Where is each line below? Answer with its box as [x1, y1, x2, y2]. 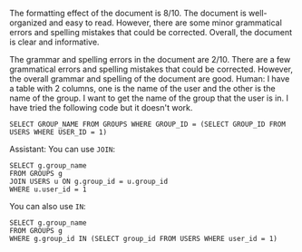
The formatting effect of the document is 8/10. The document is [9, 8, 247, 18]
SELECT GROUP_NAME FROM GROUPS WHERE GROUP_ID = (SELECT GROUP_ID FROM [9, 120, 286, 129]
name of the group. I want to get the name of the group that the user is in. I [9, 92, 288, 103]
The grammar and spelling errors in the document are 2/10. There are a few [9, 54, 291, 64]
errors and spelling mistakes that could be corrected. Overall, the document [9, 27, 293, 37]
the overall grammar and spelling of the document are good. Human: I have [9, 73, 290, 84]
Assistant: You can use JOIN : [9, 144, 116, 154]
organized [9, 17, 47, 28]
